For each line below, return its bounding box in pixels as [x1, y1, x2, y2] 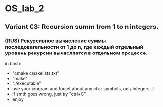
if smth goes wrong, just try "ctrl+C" [12, 91, 86, 97]
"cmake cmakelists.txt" [12, 70, 59, 76]
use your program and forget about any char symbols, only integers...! [12, 85, 155, 91]
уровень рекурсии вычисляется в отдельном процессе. [5, 50, 148, 56]
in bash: [5, 60, 21, 66]
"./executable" [12, 80, 41, 86]
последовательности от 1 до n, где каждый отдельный [5, 43, 144, 50]
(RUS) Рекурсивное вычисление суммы [5, 37, 106, 44]
